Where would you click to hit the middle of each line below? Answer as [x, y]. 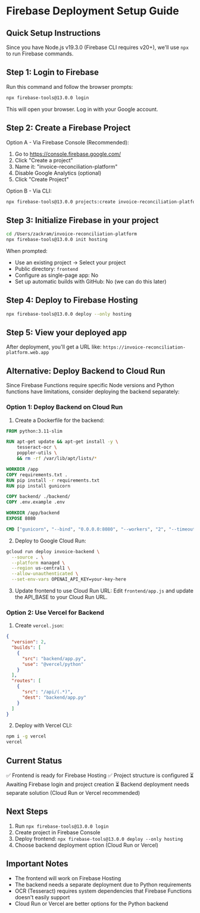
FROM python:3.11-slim [34, 431]
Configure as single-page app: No [57, 275]
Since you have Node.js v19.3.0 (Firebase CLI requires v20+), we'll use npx [98, 47]
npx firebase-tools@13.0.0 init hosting [57, 240]
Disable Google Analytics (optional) [58, 173]
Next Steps [27, 812]
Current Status [34, 761]
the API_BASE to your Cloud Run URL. [61, 597]
